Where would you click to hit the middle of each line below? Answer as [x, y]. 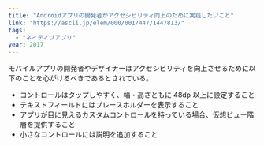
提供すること [54, 125]
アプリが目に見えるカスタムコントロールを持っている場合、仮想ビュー [133, 114]
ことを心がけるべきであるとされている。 [87, 78]
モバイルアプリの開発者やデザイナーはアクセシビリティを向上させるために [129, 69]
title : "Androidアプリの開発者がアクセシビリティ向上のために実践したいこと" [121, 15]
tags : [17, 30]
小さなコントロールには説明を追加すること [89, 134]
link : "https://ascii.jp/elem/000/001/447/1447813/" [97, 23]
